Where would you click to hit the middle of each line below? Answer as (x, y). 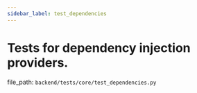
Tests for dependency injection (99, 48)
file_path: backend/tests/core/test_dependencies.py (82, 82)
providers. (38, 62)
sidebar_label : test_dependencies (57, 14)
